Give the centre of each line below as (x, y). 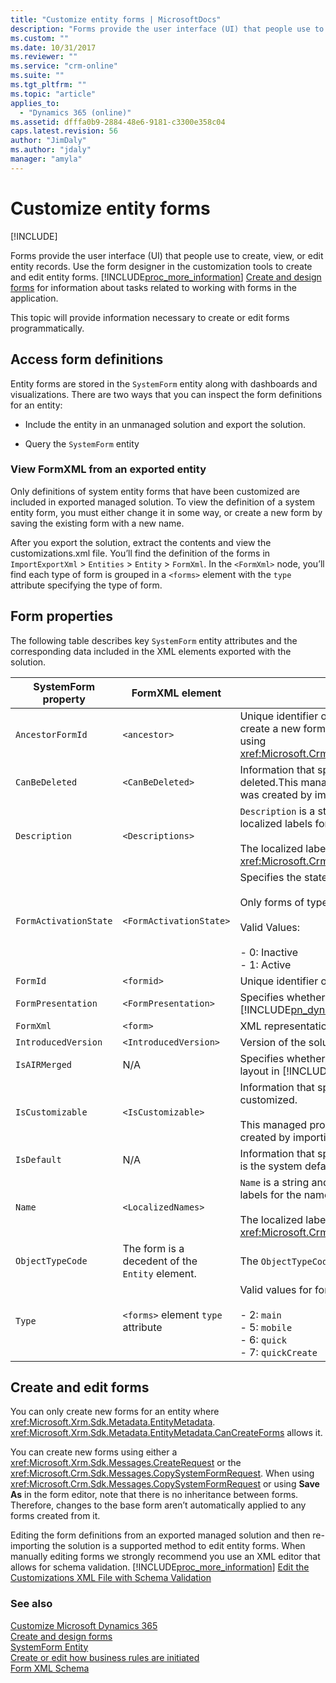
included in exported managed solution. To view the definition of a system (162, 502)
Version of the (273, 1042)
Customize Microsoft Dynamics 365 (84, 1625)
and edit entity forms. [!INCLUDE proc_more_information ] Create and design (166, 277)
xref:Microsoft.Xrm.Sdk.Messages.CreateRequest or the (126, 1463)
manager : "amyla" (46, 159)
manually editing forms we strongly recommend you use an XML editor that (165, 1557)
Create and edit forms (80, 1387)
